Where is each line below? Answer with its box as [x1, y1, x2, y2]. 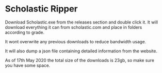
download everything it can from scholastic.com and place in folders [5, 24, 142, 30]
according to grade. [5, 29, 45, 35]
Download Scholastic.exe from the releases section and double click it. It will [5, 19, 158, 25]
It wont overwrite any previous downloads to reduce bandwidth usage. [5, 38, 146, 44]
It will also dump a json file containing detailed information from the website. [5, 48, 158, 54]
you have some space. [5, 62, 50, 68]
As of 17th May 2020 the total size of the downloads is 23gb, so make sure [5, 57, 154, 63]
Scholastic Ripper [5, 3, 78, 14]
